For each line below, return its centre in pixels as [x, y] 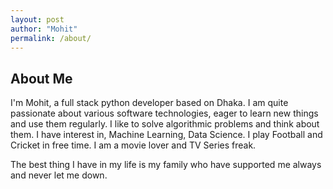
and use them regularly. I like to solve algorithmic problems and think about [165, 124]
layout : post [37, 19]
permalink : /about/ [51, 38]
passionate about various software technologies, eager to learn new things [164, 113]
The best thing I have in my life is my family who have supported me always [166, 165]
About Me [41, 78]
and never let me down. [59, 175]
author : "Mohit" [44, 29]
